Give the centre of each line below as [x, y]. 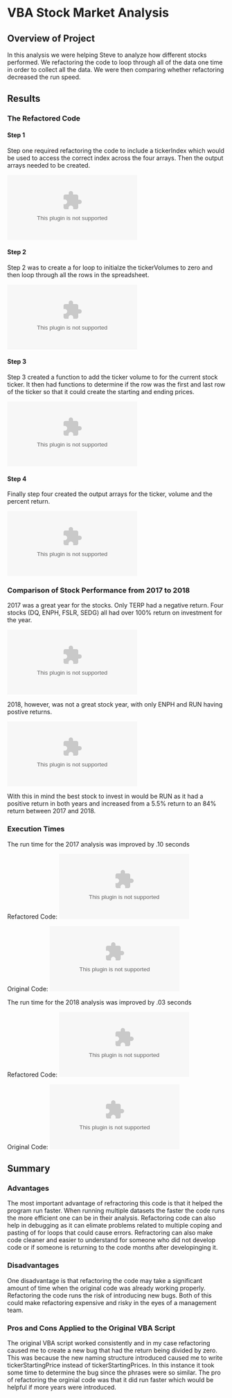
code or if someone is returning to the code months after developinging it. [113, 1248]
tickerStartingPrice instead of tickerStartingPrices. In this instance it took [111, 1365]
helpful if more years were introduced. [62, 1387]
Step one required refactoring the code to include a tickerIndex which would [116, 150]
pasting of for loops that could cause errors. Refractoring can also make [110, 1233]
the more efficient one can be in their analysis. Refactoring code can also [111, 1218]
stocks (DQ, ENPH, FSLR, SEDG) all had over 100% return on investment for [115, 613]
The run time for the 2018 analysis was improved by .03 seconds [99, 1002]
